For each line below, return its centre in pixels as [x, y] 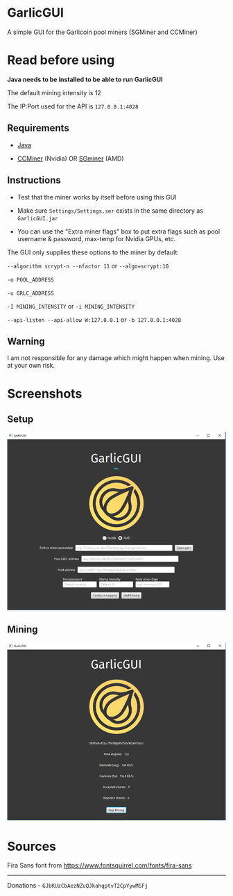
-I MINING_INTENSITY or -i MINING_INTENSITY [71, 306]
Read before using [61, 60]
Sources [32, 846]
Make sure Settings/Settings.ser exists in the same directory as [110, 211]
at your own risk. [31, 366]
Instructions [34, 180]
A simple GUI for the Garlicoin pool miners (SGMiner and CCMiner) [102, 32]
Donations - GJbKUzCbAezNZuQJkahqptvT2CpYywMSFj [78, 886]
